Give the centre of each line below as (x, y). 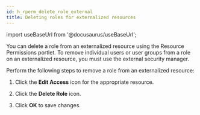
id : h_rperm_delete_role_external (50, 12)
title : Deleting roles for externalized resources (71, 17)
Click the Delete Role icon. (48, 93)
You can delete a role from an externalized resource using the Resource (95, 46)
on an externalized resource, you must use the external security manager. (98, 59)
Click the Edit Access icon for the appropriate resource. (84, 82)
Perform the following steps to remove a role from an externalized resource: (100, 70)
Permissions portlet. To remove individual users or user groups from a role (98, 52)
